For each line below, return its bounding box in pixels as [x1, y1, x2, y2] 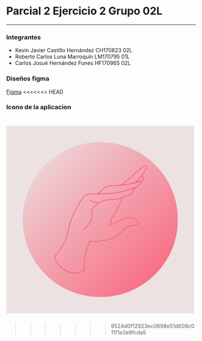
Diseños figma [6, 74, 50, 83]
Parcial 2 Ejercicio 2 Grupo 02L [6, 4, 163, 18]
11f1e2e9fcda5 [111, 329, 146, 336]
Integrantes [6, 33, 41, 41]
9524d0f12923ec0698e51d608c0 [111, 322, 195, 330]
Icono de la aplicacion [6, 103, 72, 112]
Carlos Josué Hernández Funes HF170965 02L [14, 59, 131, 67]
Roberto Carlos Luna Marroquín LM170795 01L [14, 53, 130, 61]
